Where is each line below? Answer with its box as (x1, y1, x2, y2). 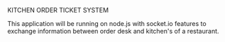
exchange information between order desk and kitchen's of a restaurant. (7, 27, 219, 35)
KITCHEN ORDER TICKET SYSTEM (7, 6, 109, 14)
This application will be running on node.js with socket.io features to (7, 20, 207, 27)
